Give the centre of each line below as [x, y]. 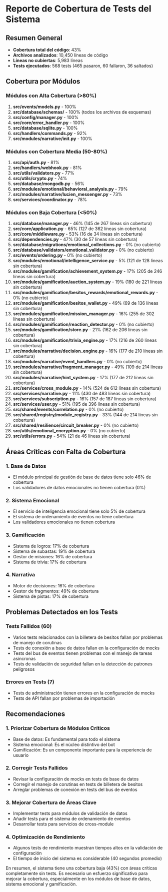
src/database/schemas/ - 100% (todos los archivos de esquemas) [82, 112]
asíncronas [24, 658]
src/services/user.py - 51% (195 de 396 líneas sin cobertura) [76, 404]
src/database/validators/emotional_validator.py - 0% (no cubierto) [83, 250]
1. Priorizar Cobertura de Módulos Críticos [58, 728]
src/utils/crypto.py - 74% [40, 178]
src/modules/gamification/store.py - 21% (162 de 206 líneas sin [80, 330]
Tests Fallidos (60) [29, 626]
